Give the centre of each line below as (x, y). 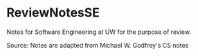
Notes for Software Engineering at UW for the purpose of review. (99, 32)
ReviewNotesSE (53, 13)
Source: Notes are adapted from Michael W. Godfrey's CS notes (98, 45)
